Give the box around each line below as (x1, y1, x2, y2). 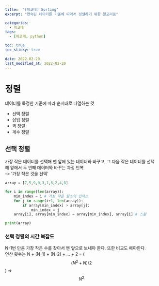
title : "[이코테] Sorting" (5, 7, 59, 12)
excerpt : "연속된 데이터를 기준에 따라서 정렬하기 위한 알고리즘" (5, 12, 119, 17)
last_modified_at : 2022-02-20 (5, 61, 66, 66)
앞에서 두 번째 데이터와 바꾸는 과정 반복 (10, 165, 84, 171)
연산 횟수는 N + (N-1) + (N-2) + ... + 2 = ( (5, 251, 85, 257)
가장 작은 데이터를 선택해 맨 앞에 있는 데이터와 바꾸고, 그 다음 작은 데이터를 (5, 159, 146, 165)
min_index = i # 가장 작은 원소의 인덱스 (14, 193, 89, 199)
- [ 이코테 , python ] (9, 34, 46, 39)
